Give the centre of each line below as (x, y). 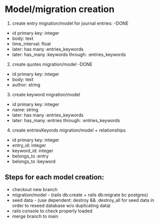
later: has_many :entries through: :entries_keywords (66, 120)
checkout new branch (35, 189)
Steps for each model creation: (54, 177)
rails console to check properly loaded (52, 211)
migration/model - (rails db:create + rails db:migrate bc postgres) (80, 195)
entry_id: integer (29, 145)
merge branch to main (35, 216)
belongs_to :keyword (34, 161)
